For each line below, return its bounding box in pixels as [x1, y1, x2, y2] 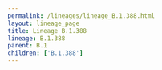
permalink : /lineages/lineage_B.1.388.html [7, 11, 156, 20]
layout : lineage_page [7, 19, 80, 27]
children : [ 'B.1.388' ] [7, 49, 83, 57]
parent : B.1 [7, 42, 47, 50]
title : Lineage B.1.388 [7, 27, 87, 35]
